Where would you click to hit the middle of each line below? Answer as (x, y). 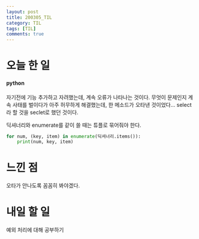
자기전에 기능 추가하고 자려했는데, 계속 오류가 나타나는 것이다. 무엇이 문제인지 (97, 97)
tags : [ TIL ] (21, 29)
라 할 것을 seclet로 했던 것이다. (43, 112)
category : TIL (24, 23)
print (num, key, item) (45, 142)
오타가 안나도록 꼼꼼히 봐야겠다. (43, 186)
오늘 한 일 (28, 66)
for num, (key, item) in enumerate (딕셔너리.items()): (73, 136)
